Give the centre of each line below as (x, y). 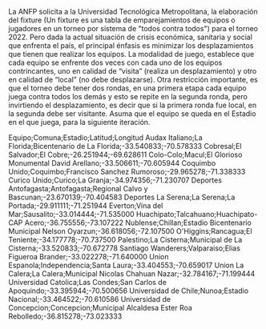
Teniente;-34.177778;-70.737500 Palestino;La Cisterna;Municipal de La (125, 240)
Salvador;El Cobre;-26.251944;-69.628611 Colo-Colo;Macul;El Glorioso (125, 154)
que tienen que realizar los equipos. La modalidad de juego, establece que (131, 54)
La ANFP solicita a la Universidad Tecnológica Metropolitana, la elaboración (133, 12)
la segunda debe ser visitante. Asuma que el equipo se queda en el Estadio (132, 114)
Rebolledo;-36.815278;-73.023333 (65, 316)
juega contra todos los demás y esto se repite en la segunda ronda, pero (128, 96)
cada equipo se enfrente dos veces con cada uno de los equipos (115, 62)
